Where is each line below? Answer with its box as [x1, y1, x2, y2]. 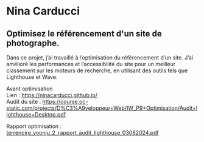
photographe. [6, 38, 60, 48]
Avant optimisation [6, 85, 53, 92]
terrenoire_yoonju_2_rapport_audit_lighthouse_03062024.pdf [6, 129, 160, 136]
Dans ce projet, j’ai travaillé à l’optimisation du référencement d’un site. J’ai [6, 54, 194, 61]
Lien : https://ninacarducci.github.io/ [6, 92, 97, 98]
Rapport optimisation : [6, 123, 62, 130]
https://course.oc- [42, 98, 88, 105]
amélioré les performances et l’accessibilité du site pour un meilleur [6, 61, 176, 67]
